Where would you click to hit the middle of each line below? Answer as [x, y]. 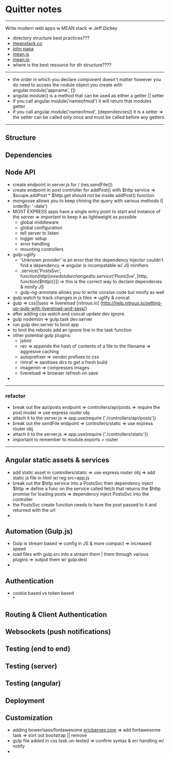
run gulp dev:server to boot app [46, 324]
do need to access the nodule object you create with [67, 85]
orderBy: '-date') [30, 206]
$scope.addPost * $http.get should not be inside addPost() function [83, 195]
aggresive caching [39, 351]
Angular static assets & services [57, 460]
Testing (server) [31, 666]
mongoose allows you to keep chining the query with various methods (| [88, 201]
